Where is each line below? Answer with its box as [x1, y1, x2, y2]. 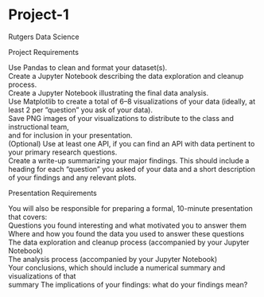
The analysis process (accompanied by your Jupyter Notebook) [8, 254, 217, 264]
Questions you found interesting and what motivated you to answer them [8, 221, 247, 230]
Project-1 [8, 6, 69, 24]
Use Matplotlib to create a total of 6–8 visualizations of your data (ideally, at [8, 96, 256, 106]
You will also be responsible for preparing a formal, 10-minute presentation [8, 203, 253, 213]
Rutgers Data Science [8, 32, 80, 41]
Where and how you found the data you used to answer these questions [8, 229, 245, 238]
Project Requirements [8, 47, 80, 57]
